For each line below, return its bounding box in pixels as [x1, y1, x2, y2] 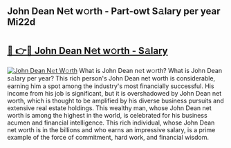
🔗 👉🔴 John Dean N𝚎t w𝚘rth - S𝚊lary [7, 45, 168, 56]
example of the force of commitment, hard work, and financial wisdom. [7, 134, 210, 141]
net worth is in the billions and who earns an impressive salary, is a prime [7, 126, 216, 134]
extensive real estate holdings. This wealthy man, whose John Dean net [7, 104, 212, 112]
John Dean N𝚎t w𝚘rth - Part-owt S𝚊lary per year [7, 6, 221, 17]
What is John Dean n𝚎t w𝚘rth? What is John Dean [79, 67, 223, 74]
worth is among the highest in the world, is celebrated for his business [7, 112, 207, 119]
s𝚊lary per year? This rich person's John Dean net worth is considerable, [7, 74, 216, 82]
